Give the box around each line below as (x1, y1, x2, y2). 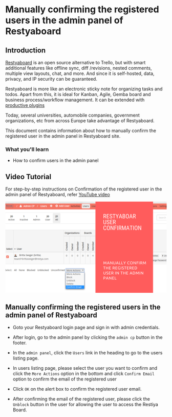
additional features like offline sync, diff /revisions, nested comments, (5, 65, 152, 71)
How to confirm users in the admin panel (12, 158, 99, 164)
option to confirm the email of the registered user (12, 376, 117, 382)
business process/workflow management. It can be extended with (5, 97, 145, 103)
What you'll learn (5, 145, 49, 153)
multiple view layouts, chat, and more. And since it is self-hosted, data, (5, 70, 155, 77)
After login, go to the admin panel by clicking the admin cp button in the (12, 334, 163, 340)
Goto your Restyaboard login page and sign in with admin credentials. (12, 325, 160, 331)
